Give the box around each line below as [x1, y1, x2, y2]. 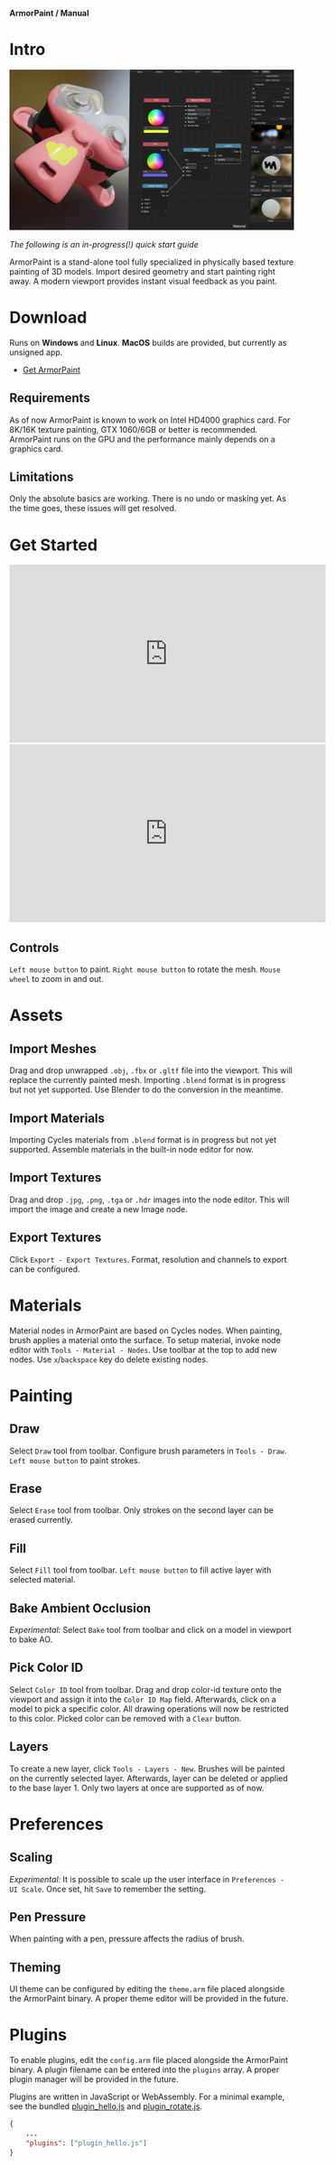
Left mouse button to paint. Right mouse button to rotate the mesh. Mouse [9, 964, 282, 975]
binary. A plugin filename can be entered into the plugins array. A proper [9, 2064, 280, 2076]
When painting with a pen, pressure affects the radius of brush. [9, 1933, 246, 1945]
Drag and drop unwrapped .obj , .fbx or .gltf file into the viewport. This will [9, 1065, 293, 1076]
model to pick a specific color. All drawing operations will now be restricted [9, 1703, 289, 1714]
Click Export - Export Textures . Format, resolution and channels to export [9, 1254, 287, 1265]
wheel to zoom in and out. [9, 974, 104, 985]
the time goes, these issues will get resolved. [9, 503, 177, 514]
